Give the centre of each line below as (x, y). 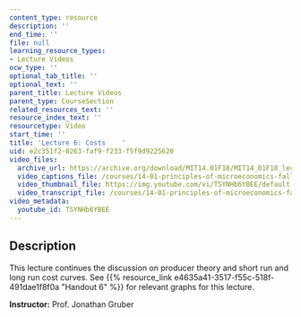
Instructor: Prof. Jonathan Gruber (72, 304)
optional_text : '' (43, 84)
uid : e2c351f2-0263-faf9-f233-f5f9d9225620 (92, 151)
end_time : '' (34, 34)
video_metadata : (39, 202)
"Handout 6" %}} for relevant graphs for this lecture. (158, 286)
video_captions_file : (58, 176)
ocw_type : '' (34, 68)
